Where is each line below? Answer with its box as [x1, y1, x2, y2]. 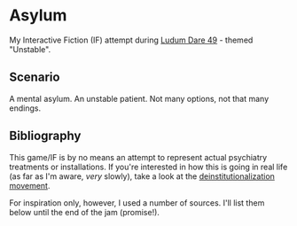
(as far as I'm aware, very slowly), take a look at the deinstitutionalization [9, 170, 275, 182]
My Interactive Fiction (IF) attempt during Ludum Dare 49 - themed [9, 35, 254, 45]
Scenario [9, 70, 60, 85]
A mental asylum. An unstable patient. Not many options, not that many [9, 93, 270, 104]
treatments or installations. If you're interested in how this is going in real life [9, 161, 288, 172]
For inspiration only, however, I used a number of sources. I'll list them [9, 197, 265, 208]
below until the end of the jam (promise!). [9, 207, 160, 217]
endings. [9, 103, 42, 113]
